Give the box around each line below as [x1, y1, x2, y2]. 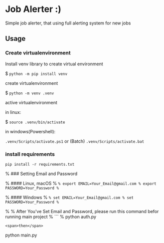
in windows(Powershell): [5, 128, 56, 134]
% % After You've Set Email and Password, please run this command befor [5, 208, 159, 214]
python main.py [5, 232, 37, 238]
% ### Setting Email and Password [5, 171, 78, 177]
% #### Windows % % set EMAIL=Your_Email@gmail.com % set [5, 194, 134, 200]
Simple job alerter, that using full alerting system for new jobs [5, 20, 131, 26]
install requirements [5, 151, 55, 158]
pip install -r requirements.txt [5, 162, 75, 167]
